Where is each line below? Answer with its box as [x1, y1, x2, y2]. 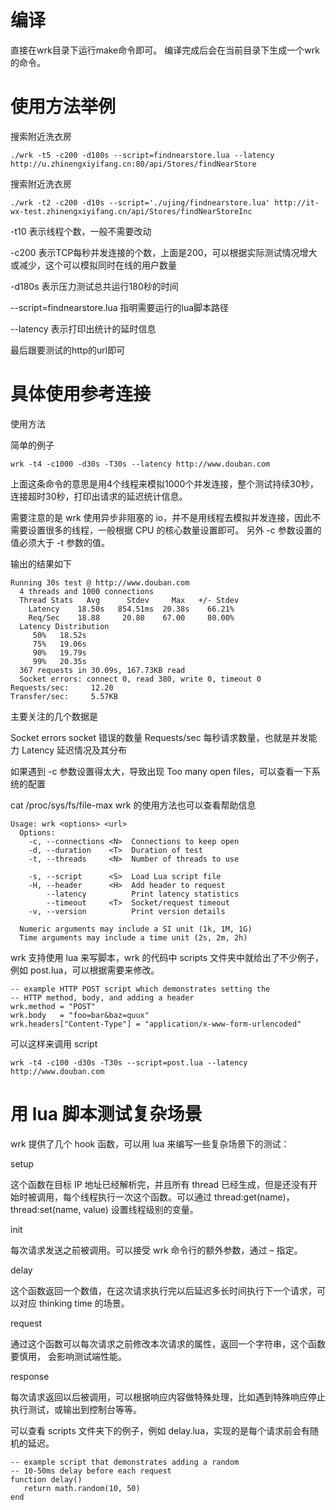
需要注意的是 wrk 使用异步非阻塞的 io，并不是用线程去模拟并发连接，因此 [10, 511, 313, 523]
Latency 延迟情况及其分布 [21, 744, 128, 756]
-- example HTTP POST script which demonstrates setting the [10, 984, 271, 994]
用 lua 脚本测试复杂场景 [10, 1103, 203, 1125]
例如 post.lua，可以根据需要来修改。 [10, 964, 160, 976]
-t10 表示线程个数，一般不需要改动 [10, 225, 152, 237]
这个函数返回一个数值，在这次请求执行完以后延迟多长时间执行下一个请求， [10, 1284, 317, 1296]
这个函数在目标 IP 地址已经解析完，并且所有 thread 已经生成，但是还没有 [10, 1178, 310, 1190]
